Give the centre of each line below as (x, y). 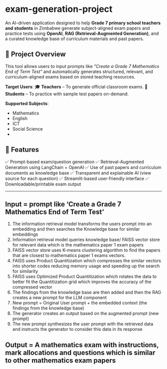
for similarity (25, 271)
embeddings (25, 235)
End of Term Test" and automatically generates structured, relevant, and (79, 71)
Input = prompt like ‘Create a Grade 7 (63, 204)
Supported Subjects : (27, 103)
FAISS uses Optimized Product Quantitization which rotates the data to (84, 277)
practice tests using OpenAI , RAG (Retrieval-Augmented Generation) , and (82, 33)
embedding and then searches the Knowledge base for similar (76, 229)
